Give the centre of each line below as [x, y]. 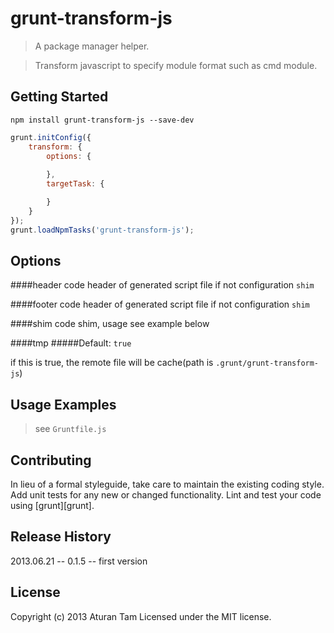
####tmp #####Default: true [71, 343]
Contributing [51, 460]
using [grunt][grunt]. [52, 505]
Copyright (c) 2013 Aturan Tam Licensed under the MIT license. [141, 616]
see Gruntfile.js [70, 429]
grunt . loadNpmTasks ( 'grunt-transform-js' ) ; [102, 230]
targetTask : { [75, 184]
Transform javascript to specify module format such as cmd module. [176, 65]
